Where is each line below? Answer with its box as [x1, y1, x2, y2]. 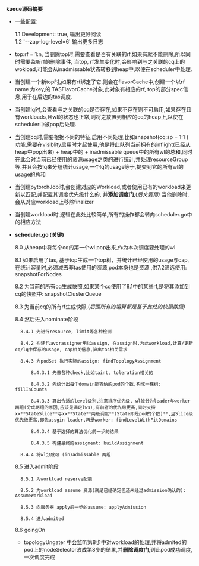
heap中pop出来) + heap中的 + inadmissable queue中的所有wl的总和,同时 [14, 149, 193, 155]
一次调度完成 [23, 553, 55, 561]
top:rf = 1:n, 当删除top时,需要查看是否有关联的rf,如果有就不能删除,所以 [14, 51, 186, 58]
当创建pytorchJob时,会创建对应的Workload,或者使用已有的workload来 [14, 184, 186, 190]
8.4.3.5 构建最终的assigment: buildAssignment [30, 440, 144, 446]
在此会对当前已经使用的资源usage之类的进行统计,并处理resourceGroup [14, 156, 188, 163]
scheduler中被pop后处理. [14, 121, 77, 128]
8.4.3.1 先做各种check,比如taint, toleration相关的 [30, 370, 153, 376]
